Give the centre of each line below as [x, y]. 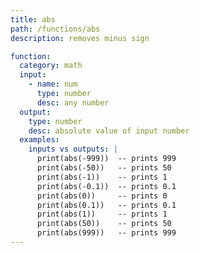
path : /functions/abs [55, 29]
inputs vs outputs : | [73, 149]
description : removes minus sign [80, 38]
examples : [39, 140]
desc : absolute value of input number [109, 131]
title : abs [33, 19]
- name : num [53, 84]
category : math [51, 66]
